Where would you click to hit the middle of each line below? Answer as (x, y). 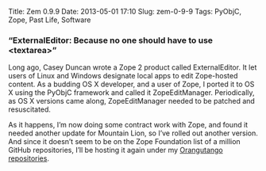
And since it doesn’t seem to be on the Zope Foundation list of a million (124, 142)
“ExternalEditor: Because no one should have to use (110, 40)
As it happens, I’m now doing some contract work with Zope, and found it (128, 125)
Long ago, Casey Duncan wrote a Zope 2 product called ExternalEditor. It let (133, 67)
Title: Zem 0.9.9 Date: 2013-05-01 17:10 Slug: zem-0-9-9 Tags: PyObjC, (125, 11)
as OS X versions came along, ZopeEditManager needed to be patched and (132, 101)
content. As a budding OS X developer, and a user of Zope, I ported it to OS (131, 84)
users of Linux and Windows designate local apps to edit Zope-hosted (123, 76)
